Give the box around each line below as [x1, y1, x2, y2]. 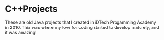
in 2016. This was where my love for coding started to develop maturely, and [5, 24, 159, 30]
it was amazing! [5, 29, 37, 35]
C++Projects [5, 3, 58, 14]
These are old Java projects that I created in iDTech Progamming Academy [5, 19, 156, 25]
